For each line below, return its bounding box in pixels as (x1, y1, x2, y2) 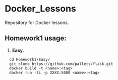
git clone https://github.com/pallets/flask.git (9, 61, 113, 66)
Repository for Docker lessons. (5, 19, 69, 25)
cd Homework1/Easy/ (9, 57, 50, 62)
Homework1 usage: (5, 34, 67, 42)
